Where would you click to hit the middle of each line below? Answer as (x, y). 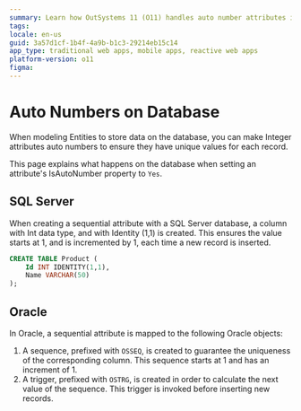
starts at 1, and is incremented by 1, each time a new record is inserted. (140, 242)
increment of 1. (50, 370)
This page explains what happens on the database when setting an (133, 163)
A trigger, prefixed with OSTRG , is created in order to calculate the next (150, 379)
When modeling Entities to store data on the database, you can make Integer (150, 136)
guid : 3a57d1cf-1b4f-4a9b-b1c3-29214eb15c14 (94, 43)
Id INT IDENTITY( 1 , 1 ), (68, 267)
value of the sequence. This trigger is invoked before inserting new (146, 389)
